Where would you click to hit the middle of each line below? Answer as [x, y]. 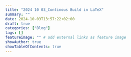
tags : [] [14, 33]
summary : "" [17, 14]
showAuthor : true [23, 42]
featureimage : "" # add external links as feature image [66, 38]
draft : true [17, 24]
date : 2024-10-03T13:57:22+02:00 [40, 19]
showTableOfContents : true [33, 47]
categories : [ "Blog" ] [28, 28]
